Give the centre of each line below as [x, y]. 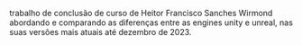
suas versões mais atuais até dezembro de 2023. [101, 32]
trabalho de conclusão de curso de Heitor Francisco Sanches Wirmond [141, 13]
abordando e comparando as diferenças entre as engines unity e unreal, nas [151, 22]
